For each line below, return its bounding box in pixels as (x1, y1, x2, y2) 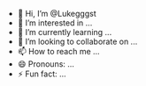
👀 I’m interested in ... (17, 18, 93, 28)
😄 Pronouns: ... (17, 59, 75, 69)
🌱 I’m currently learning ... (17, 27, 112, 37)
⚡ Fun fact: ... (17, 68, 66, 79)
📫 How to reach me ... (17, 47, 100, 56)
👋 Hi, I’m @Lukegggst (17, 9, 96, 18)
